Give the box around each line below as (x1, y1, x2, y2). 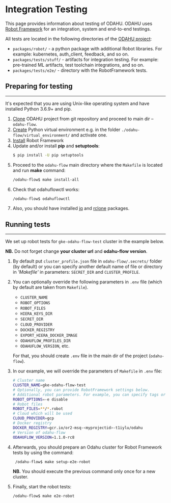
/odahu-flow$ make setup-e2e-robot (15, 459, 91, 464)
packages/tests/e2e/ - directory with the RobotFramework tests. (12, 67, 148, 73)
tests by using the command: (12, 449, 74, 456)
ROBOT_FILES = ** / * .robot (12, 406, 64, 411)
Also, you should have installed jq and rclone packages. (12, 205, 130, 211)
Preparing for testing (5, 82, 73, 91)
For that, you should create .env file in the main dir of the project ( (12, 353, 151, 359)
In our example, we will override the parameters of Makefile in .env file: (12, 368, 162, 374)
